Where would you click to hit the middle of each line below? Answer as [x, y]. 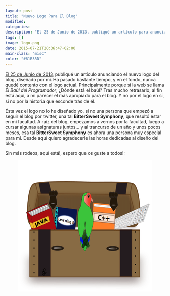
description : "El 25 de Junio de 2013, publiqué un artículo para [77, 32]
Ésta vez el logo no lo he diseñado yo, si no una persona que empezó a [79, 111]
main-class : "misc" [26, 53]
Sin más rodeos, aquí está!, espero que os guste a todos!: [65, 153]
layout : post [19, 11]
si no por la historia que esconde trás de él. [50, 101]
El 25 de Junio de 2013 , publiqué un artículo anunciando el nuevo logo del [82, 74]
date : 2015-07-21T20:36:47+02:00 [40, 48]
